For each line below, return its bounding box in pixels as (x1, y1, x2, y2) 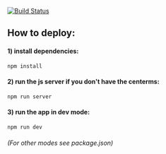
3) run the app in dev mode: (7, 108, 90, 117)
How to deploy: (7, 27, 76, 39)
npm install (7, 62, 42, 70)
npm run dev (7, 124, 42, 131)
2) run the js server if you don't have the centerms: (7, 78, 160, 86)
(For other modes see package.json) (7, 138, 114, 147)
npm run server (7, 93, 52, 100)
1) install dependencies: (7, 47, 79, 55)
